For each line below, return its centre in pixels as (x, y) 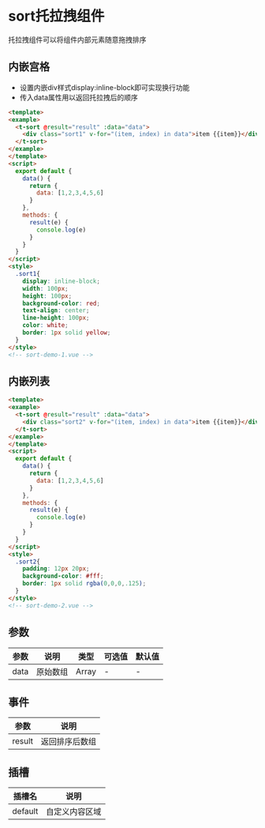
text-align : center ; (56, 310)
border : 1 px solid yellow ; (67, 333)
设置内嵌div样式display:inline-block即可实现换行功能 (105, 87)
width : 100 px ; (45, 288)
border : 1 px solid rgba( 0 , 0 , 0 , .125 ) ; (84, 584)
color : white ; (45, 326)
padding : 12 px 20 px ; (56, 569)
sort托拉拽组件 (56, 16)
